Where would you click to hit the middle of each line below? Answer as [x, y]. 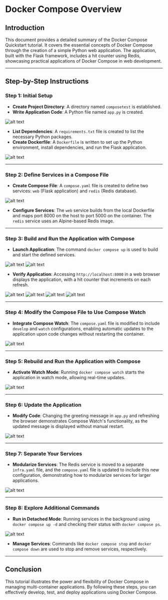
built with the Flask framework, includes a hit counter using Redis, [73, 56]
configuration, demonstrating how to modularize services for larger [81, 475]
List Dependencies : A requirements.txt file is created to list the [78, 131]
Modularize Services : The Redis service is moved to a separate [78, 465]
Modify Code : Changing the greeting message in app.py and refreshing [86, 416]
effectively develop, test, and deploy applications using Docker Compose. [81, 592]
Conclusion [23, 569]
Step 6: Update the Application [43, 405]
